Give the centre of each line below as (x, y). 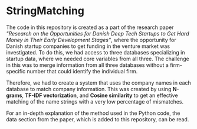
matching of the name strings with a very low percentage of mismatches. (95, 101)
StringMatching (45, 11)
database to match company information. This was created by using (89, 89)
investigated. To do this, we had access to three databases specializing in (96, 52)
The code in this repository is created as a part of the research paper (90, 27)
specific (16, 71)
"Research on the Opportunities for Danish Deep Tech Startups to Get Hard (98, 33)
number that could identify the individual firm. (82, 71)
